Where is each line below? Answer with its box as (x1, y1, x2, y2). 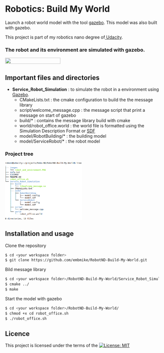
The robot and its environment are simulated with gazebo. (5, 46, 145, 53)
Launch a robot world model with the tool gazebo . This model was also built (5, 20, 158, 25)
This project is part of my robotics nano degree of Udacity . (5, 34, 123, 40)
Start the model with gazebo (5, 295, 62, 301)
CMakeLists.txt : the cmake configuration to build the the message (19, 97, 153, 103)
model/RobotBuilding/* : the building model (19, 133, 106, 139)
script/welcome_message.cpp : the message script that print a (19, 107, 145, 113)
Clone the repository (5, 243, 46, 249)
